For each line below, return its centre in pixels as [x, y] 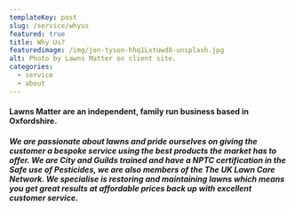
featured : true [37, 34]
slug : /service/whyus [49, 26]
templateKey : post [43, 17]
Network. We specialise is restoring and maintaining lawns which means [147, 179]
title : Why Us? [37, 42]
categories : [31, 67]
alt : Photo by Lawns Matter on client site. [93, 58]
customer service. [44, 198]
